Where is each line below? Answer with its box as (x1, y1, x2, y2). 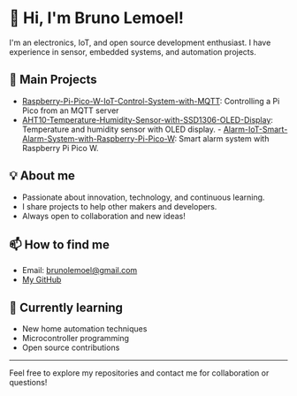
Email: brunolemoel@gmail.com (21, 265, 138, 276)
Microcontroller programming (21, 333, 130, 344)
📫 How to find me (9, 237, 110, 252)
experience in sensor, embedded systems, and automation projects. (9, 46, 256, 57)
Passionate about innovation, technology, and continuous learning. (21, 192, 265, 202)
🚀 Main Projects (9, 72, 97, 88)
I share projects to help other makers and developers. (21, 201, 217, 211)
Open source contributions (21, 342, 120, 353)
